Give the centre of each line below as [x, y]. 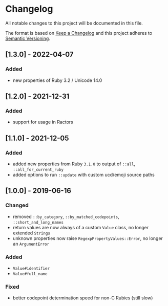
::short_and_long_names [38, 222]
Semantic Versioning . [28, 38]
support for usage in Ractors [43, 122]
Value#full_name [30, 274]
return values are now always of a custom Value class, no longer [81, 227]
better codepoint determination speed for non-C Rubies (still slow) [83, 298]
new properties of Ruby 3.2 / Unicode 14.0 [57, 80]
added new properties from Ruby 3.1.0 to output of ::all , [74, 164]
